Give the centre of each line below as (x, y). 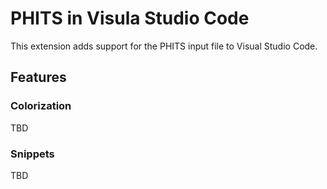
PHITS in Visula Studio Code (130, 18)
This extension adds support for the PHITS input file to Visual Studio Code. (164, 46)
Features (38, 77)
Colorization (41, 106)
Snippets (32, 154)
